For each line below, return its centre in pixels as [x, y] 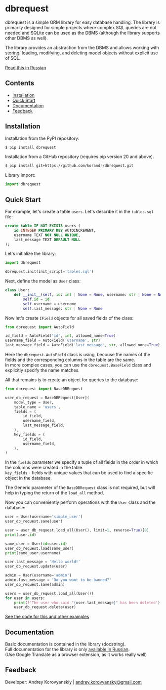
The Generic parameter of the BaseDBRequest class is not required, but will [80, 487]
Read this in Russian [26, 68]
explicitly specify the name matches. [42, 370]
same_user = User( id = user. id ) [36, 544]
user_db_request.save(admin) [35, 584]
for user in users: [25, 598]
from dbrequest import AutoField [40, 327]
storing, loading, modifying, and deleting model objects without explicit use [82, 53]
